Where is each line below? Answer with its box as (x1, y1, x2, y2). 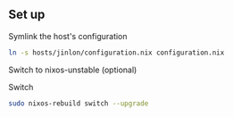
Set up (8, 7, 46, 22)
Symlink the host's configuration (8, 30, 128, 41)
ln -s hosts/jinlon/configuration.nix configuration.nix (8, 48, 225, 57)
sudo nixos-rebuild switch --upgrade (8, 98, 149, 108)
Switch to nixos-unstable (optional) (8, 64, 137, 75)
